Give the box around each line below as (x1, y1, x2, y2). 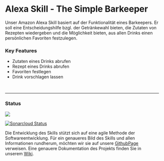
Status (5, 100, 21, 107)
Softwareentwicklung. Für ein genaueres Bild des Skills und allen (5, 135, 135, 141)
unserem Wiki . (5, 150, 34, 157)
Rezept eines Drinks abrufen (12, 63, 70, 69)
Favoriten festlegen (12, 69, 51, 75)
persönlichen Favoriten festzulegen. (5, 35, 78, 41)
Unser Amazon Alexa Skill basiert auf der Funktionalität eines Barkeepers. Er (5, 20, 159, 25)
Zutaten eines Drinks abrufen (12, 59, 71, 64)
